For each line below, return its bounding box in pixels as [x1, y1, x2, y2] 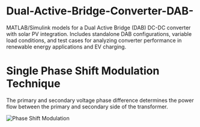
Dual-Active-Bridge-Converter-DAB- [6, 4, 194, 18]
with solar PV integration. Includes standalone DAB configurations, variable [6, 30, 192, 37]
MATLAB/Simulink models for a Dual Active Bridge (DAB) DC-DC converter [6, 24, 191, 31]
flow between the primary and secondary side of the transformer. [6, 103, 168, 110]
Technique [6, 77, 61, 90]
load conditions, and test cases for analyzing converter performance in [6, 37, 182, 44]
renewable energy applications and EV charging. [6, 43, 127, 50]
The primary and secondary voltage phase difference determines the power [6, 96, 194, 104]
